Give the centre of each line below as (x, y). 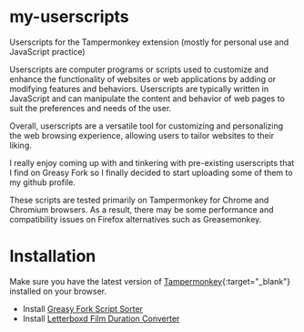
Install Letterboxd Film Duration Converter (101, 318)
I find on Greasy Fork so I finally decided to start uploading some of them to (151, 172)
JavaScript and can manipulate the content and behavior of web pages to (147, 99)
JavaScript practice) (47, 51)
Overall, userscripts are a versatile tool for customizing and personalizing (147, 126)
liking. (20, 145)
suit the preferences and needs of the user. (91, 108)
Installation (53, 256)
